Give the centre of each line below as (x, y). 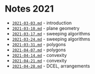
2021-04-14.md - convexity (39, 55)
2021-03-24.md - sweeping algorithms (51, 39)
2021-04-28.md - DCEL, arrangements (51, 66)
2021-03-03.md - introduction (42, 23)
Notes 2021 (29, 9)
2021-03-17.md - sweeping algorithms (51, 33)
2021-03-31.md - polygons (39, 44)
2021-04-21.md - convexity (39, 60)
